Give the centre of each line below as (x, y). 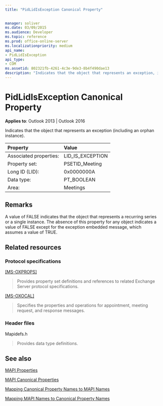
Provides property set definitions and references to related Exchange (86, 281)
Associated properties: (33, 155)
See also (18, 358)
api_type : (15, 59)
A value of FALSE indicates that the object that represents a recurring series (81, 216)
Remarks (19, 205)
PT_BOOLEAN (80, 179)
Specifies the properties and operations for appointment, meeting (82, 306)
